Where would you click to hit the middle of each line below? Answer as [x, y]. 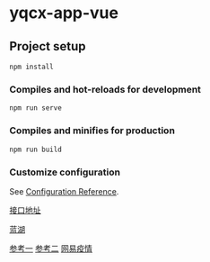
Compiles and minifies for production [92, 131]
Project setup [48, 46]
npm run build [36, 149]
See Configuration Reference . [64, 191]
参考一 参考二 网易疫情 [51, 248]
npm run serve [36, 108]
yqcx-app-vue [64, 13]
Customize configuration [65, 172]
